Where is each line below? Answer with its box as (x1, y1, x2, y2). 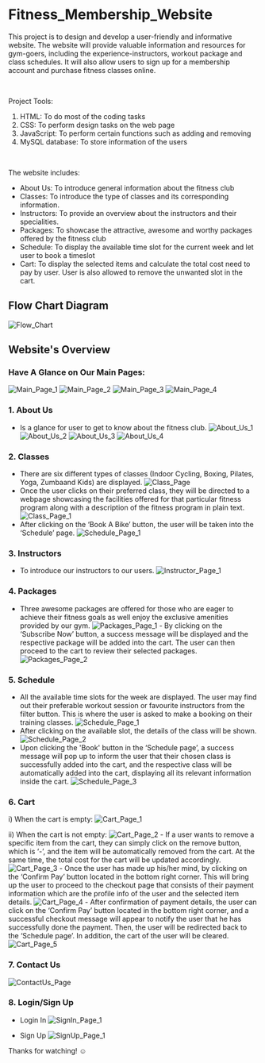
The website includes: (8, 168, 81, 177)
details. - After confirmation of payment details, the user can (8, 897, 258, 907)
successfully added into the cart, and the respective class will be (19, 760, 232, 769)
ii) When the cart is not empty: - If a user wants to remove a (8, 830, 255, 839)
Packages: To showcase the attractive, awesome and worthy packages (19, 225, 252, 235)
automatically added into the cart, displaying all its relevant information (19, 768, 252, 777)
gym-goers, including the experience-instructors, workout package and (8, 48, 243, 58)
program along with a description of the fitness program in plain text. (19, 503, 245, 513)
